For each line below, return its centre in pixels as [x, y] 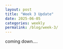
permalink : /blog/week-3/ [31, 28]
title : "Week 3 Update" [30, 14]
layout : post [18, 9]
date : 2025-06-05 [23, 18]
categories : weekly [25, 23]
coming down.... [21, 41]
